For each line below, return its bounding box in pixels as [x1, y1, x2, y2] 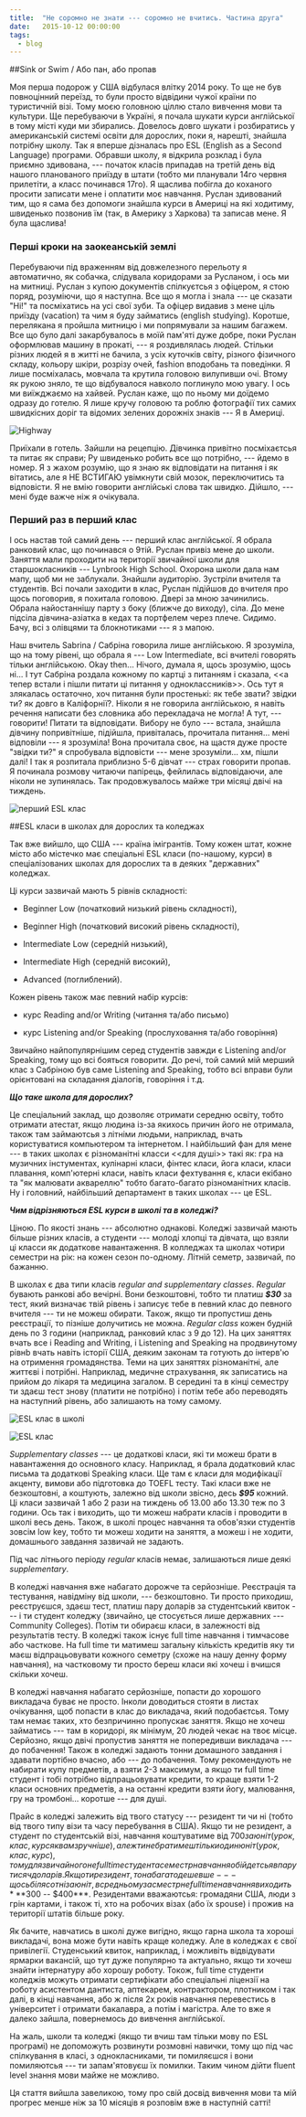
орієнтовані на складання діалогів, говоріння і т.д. [9, 1073, 206, 1084]
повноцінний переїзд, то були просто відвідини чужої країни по [9, 91, 258, 102]
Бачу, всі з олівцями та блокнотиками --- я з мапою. [9, 622, 215, 633]
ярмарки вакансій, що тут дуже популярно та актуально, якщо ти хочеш [9, 1954, 292, 1965]
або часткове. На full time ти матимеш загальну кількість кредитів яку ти [9, 1639, 295, 1650]
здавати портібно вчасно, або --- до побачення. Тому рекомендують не [9, 1754, 292, 1765]
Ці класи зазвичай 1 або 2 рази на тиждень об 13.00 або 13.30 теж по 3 [9, 1496, 286, 1508]
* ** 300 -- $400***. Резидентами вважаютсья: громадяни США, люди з [9, 1888, 296, 1899]
